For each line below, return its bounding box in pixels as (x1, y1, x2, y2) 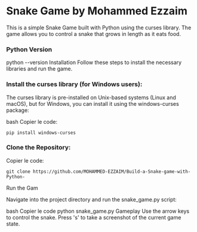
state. (6, 220, 20, 227)
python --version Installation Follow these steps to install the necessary (6, 59, 182, 66)
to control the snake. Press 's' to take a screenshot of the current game (6, 213, 181, 221)
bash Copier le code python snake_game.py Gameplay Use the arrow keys (6, 207, 190, 215)
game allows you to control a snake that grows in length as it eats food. (6, 30, 181, 37)
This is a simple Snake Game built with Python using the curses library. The (6, 24, 192, 31)
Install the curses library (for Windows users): (6, 80, 143, 88)
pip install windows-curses (6, 130, 76, 136)
